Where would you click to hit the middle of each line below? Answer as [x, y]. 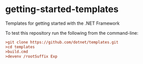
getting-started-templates [62, 9]
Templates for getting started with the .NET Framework [62, 23]
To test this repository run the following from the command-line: [72, 33]
